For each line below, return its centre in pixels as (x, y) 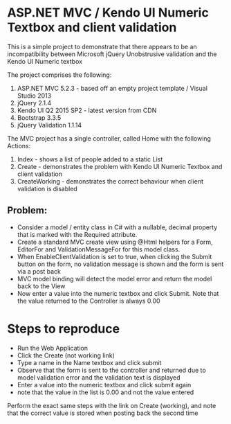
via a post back (39, 271)
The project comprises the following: (59, 75)
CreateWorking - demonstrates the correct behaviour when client (110, 181)
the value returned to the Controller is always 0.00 (89, 301)
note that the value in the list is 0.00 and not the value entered (105, 392)
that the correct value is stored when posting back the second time (103, 413)
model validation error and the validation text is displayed (99, 377)
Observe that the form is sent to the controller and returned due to (111, 370)
